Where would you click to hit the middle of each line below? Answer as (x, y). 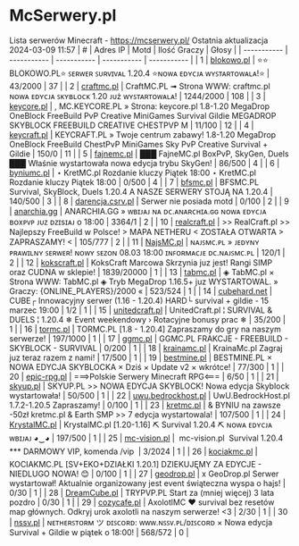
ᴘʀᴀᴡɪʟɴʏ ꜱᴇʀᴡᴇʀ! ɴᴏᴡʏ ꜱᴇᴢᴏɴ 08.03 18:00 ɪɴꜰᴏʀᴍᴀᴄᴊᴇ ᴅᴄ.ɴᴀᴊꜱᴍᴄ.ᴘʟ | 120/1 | (147, 252)
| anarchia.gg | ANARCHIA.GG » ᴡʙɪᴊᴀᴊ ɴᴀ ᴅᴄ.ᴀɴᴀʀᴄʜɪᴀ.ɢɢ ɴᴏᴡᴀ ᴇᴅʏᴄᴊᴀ (138, 211)
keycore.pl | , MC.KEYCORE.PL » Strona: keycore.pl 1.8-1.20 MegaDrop (140, 106)
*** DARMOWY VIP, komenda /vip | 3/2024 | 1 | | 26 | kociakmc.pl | (133, 451)
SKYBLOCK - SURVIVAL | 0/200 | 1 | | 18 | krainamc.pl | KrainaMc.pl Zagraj (146, 348)
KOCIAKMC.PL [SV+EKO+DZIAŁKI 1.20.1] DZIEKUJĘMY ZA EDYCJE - (135, 464)
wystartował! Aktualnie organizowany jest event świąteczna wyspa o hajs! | (147, 483)
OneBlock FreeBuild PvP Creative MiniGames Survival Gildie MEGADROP (143, 115)
